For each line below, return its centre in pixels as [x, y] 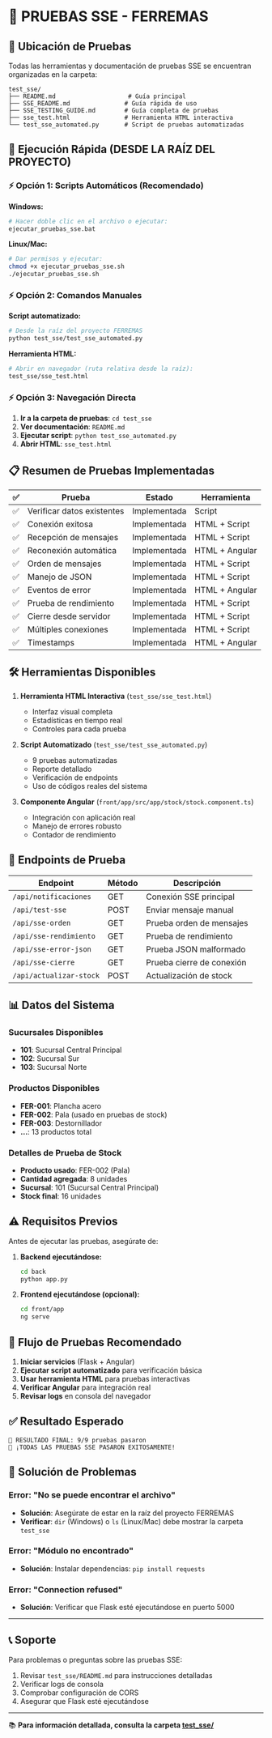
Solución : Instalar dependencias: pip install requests [113, 1568]
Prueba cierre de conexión [196, 962]
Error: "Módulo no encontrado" [71, 1551]
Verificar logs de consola [62, 1684]
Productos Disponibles [54, 1088]
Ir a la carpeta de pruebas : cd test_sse [86, 418]
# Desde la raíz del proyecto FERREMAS [76, 331]
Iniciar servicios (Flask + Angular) [77, 1361]
